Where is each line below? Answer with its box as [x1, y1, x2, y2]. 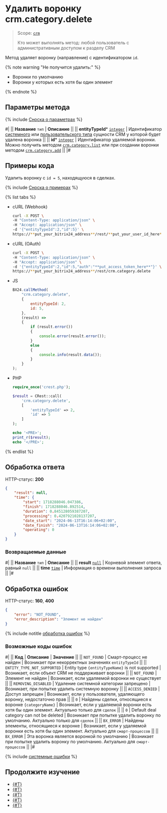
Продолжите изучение [5, 768, 80, 776]
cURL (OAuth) [12, 241, 41, 247]
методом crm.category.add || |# [5, 147, 71, 153]
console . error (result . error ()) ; [39, 334, 106, 339]
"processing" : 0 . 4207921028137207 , [23, 513, 97, 519]
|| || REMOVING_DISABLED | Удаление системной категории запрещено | [5, 680, 151, 686]
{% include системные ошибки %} [5, 753, 78, 759]
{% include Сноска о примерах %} [5, 184, 79, 190]
